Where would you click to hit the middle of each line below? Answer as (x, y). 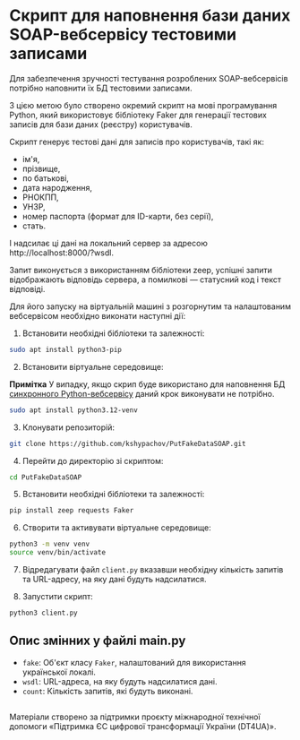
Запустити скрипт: (58, 597)
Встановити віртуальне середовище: (93, 366)
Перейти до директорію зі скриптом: (93, 460)
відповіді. (27, 288)
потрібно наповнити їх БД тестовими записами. (101, 88)
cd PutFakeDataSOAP (46, 477)
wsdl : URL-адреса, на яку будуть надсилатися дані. (120, 681)
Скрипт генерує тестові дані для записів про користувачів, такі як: (137, 142)
